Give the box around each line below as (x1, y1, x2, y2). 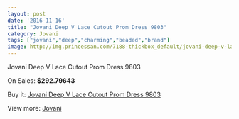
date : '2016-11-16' (7, 17, 65, 24)
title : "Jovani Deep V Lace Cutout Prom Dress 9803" (7, 23, 167, 30)
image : (7, 43, 27, 50)
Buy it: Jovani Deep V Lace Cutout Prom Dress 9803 (7, 90, 161, 98)
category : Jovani (7, 30, 59, 38)
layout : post (7, 10, 46, 18)
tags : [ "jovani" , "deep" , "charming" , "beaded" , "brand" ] (7, 37, 171, 44)
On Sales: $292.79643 (7, 76, 75, 85)
